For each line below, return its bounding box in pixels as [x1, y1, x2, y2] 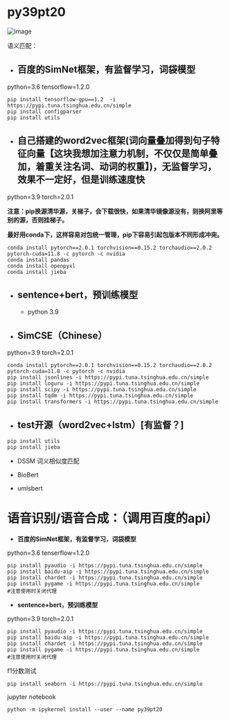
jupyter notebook [7, 692, 57, 701]
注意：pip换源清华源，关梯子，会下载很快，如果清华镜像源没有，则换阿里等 [7, 207, 223, 215]
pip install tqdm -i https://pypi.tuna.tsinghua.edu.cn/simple [7, 393, 194, 400]
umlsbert [17, 484, 43, 492]
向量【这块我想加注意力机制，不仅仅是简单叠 [26, 148, 218, 160]
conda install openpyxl [7, 262, 76, 269]
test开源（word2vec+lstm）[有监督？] [17, 419, 184, 431]
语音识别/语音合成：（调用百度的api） [7, 511, 218, 526]
